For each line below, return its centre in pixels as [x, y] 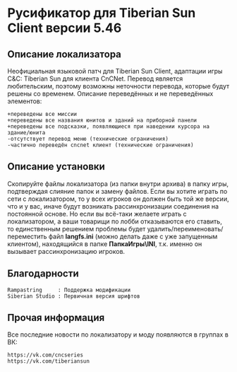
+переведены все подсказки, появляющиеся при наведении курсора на [109, 127]
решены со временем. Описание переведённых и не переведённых [110, 94]
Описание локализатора [65, 54]
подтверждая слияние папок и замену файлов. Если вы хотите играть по [117, 191]
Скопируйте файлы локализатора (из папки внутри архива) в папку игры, [118, 184]
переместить [27, 236]
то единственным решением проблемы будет [77, 228]
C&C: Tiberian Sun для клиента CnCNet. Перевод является [95, 79]
